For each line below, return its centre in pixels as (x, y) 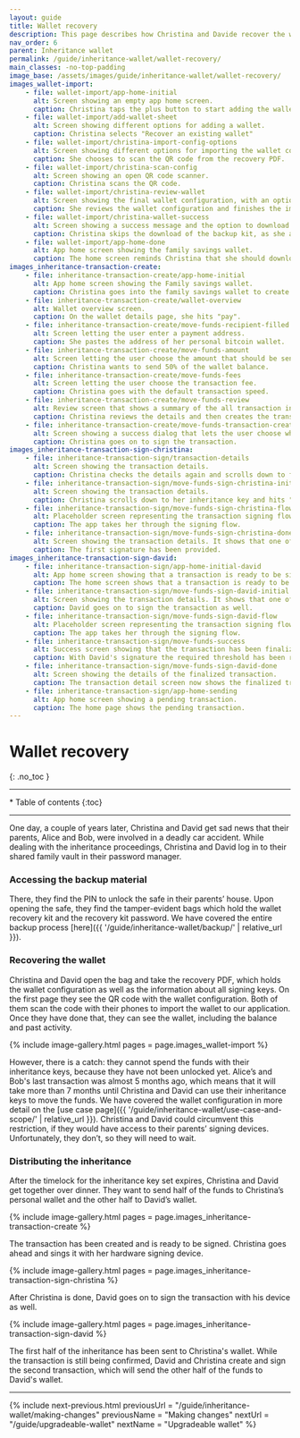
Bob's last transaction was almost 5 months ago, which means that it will (143, 1081)
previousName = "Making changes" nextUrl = (185, 1415)
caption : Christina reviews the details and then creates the (151, 417)
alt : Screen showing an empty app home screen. (123, 101)
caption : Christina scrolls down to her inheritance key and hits (159, 500)
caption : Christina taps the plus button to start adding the (151, 109)
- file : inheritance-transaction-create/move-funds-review (137, 400)
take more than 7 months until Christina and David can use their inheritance (148, 1090)
